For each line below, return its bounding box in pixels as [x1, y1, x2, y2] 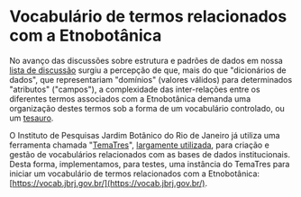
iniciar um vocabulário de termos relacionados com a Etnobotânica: [9, 168, 260, 179]
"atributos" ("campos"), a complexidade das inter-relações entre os [9, 84, 260, 94]
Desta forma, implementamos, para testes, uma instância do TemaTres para [9, 158, 290, 169]
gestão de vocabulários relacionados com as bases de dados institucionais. [9, 148, 291, 159]
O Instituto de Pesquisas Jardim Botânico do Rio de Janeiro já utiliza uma [9, 130, 281, 140]
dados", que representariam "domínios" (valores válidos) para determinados [9, 74, 293, 85]
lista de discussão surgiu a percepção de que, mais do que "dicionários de [9, 65, 287, 76]
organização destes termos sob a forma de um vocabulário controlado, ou [9, 103, 286, 113]
